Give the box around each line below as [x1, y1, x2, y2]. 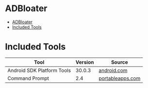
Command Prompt [7, 75, 49, 82]
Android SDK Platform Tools [7, 67, 71, 73]
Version [75, 59, 94, 66]
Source [111, 59, 128, 66]
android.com [99, 67, 128, 73]
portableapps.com [99, 75, 141, 82]
